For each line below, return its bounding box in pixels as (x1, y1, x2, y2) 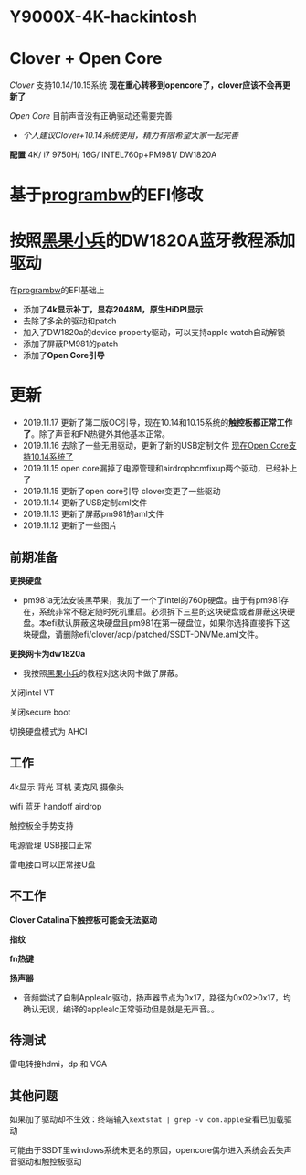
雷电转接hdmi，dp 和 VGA (9, 1058, 108, 1070)
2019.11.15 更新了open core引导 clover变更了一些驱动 (22, 486, 221, 497)
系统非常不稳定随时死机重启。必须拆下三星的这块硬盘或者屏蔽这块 (38, 606, 288, 617)
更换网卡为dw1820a (9, 649, 86, 659)
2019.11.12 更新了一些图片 (22, 520, 118, 531)
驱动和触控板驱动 (16, 1156, 82, 1167)
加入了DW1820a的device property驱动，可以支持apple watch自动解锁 (22, 327, 286, 338)
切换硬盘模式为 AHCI (9, 726, 88, 736)
